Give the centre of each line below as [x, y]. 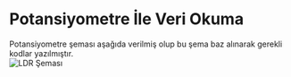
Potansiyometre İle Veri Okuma [126, 19]
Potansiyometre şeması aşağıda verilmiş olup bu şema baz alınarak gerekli [146, 44]
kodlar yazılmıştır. [42, 53]
